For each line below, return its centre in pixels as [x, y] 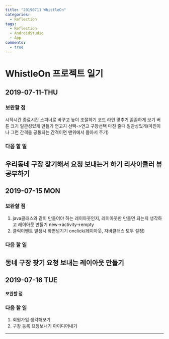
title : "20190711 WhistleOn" [36, 10]
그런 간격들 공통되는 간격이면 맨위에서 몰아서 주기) [60, 132]
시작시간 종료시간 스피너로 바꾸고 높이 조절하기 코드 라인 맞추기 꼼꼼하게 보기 [80, 120]
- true [17, 47]
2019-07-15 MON [33, 191]
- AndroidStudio [27, 33]
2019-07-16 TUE [31, 280]
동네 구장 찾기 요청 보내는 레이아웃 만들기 [65, 262]
